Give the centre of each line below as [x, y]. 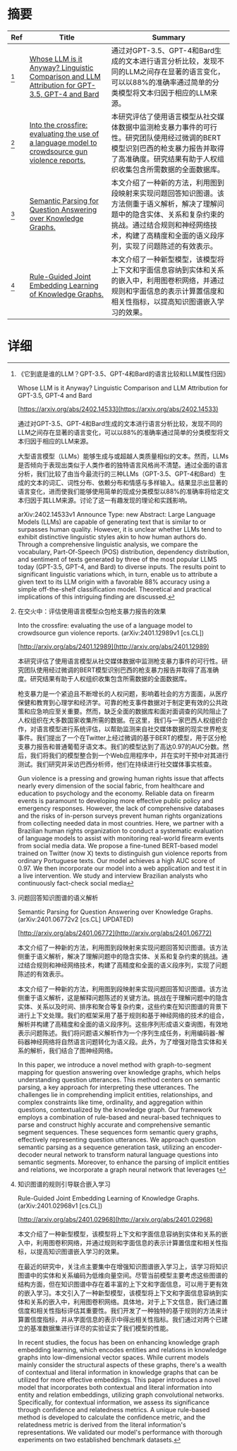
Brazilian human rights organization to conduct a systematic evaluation [120, 831]
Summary [169, 37]
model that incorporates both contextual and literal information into [115, 1387]
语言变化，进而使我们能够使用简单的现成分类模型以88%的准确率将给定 [120, 491]
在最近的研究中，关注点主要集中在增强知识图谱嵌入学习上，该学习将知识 [122, 1266]
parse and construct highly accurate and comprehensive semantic [114, 1125]
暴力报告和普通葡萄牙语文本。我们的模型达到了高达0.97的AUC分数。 [123, 746]
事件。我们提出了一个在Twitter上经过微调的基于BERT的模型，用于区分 [119, 737]
